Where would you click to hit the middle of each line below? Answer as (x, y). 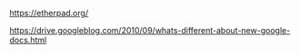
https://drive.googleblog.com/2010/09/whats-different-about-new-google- (150, 30)
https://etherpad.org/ (49, 13)
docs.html (28, 40)
